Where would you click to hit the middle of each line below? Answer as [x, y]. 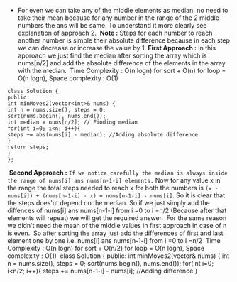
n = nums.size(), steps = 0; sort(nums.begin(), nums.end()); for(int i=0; [111, 263]
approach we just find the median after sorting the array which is [112, 55]
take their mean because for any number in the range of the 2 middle [118, 18]
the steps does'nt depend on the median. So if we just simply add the [109, 203]
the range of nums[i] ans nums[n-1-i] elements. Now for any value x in [114, 180]
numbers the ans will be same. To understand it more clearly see [112, 25]
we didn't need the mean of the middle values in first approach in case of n [117, 226]
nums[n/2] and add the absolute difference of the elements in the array [121, 63]
